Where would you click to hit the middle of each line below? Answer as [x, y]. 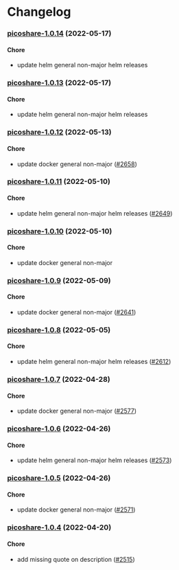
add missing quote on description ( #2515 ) [76, 559]
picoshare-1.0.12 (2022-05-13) [59, 133]
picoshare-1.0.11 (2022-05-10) [59, 181]
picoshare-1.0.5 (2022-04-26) [59, 478]
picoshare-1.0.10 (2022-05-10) [60, 231]
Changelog [39, 12]
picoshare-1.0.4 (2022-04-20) [59, 527]
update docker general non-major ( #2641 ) [76, 312]
